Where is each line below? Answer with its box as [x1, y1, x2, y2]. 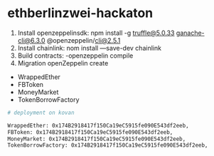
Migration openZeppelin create [17, 58, 109, 67]
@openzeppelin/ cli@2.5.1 [46, 36, 121, 44]
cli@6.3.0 [17, 36, 46, 44]
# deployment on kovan [7, 109, 75, 116]
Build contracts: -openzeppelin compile [17, 51, 134, 60]
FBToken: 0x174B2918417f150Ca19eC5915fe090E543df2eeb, [7, 128, 173, 136]
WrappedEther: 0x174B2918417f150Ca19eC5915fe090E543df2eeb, [7, 122, 190, 129]
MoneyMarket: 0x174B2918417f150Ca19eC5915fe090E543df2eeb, [7, 135, 186, 142]
